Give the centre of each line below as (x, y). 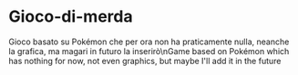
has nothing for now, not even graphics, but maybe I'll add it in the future (145, 61)
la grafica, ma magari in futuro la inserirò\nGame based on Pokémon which (149, 51)
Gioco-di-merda (71, 17)
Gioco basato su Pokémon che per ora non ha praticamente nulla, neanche (149, 42)
